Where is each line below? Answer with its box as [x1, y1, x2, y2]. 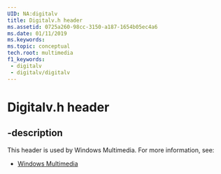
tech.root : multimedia [7, 50, 73, 57]
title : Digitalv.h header [7, 17, 83, 24]
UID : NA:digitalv [7, 10, 58, 18]
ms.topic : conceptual [7, 43, 71, 50]
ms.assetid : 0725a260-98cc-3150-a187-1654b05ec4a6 [7, 23, 158, 30]
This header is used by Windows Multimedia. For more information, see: [7, 145, 215, 154]
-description [7, 127, 63, 139]
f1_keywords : [7, 56, 45, 63]
